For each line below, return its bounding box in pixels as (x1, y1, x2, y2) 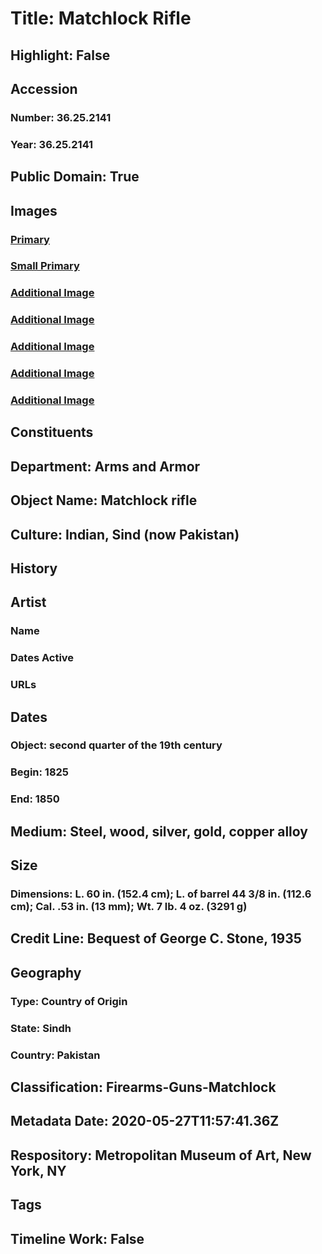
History (10, 560, 58, 577)
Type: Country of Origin (10, 994, 128, 1008)
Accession (10, 80, 78, 97)
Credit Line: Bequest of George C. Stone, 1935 (10, 930, 302, 947)
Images (10, 202, 58, 219)
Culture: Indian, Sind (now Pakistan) (10, 526, 240, 543)
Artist (10, 594, 47, 611)
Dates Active (10, 651, 75, 665)
